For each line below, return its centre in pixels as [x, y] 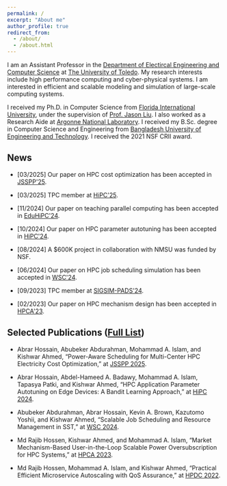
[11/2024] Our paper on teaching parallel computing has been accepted [118, 208]
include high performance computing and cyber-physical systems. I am [108, 79]
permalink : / [26, 13]
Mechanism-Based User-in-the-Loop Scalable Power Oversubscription [117, 447]
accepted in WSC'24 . [47, 277]
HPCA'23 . [30, 311]
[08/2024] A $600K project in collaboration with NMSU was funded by [117, 249]
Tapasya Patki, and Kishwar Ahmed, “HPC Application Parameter [108, 384]
